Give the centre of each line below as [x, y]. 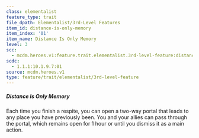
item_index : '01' [28, 34]
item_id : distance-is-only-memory [49, 28]
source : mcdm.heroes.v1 [36, 72]
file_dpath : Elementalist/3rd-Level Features [63, 22]
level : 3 [17, 45]
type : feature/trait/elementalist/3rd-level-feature [73, 77]
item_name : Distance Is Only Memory [51, 39]
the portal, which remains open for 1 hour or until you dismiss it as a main [95, 124]
